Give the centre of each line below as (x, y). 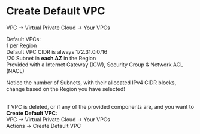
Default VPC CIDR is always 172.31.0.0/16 (57, 51)
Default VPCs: (23, 39)
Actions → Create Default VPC (44, 126)
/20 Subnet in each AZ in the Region (51, 58)
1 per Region (22, 45)
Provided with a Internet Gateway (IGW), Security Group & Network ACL (95, 65)
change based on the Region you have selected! (66, 89)
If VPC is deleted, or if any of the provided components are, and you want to (100, 106)
